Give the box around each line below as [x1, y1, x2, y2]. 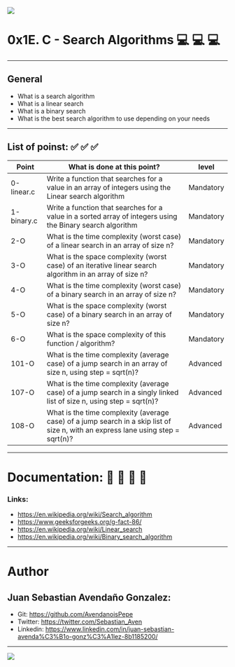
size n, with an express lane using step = [46, 425, 180, 434]
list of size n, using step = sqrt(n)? [46, 396, 159, 406]
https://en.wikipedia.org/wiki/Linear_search [17, 525, 143, 534]
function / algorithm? [46, 338, 115, 348]
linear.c [10, 186, 36, 196]
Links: [7, 494, 29, 504]
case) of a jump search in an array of [46, 358, 168, 368]
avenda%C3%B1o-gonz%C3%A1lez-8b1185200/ [17, 633, 159, 641]
